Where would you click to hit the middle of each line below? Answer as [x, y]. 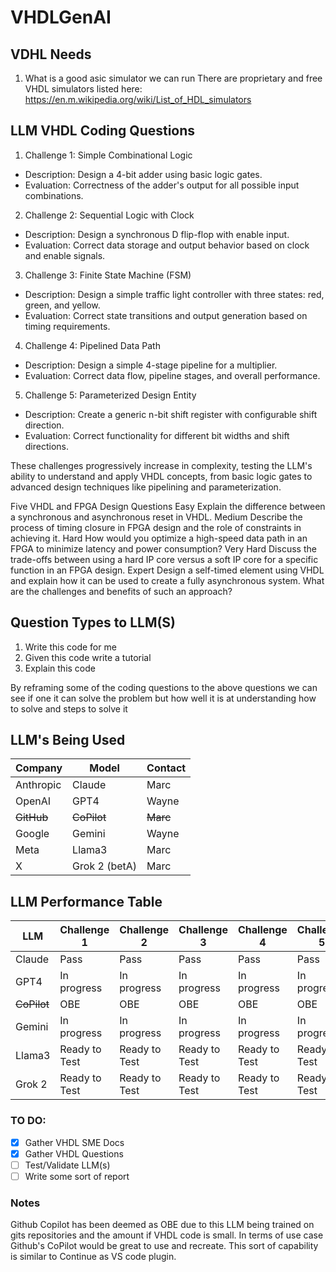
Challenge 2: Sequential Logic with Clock [109, 215]
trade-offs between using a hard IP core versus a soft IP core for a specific [164, 559]
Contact [166, 768]
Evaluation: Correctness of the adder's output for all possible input [162, 185]
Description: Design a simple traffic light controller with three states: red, [174, 294]
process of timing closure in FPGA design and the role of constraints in [156, 527]
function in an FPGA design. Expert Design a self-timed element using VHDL [167, 570]
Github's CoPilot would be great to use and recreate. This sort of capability [164, 1246]
